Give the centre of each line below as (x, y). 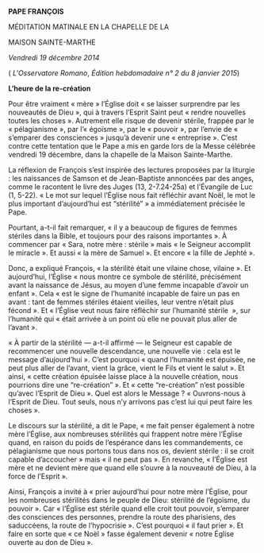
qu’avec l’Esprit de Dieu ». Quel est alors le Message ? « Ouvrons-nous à (127, 393)
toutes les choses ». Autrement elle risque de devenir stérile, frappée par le (131, 121)
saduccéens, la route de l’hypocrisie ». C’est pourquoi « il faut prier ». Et (126, 525)
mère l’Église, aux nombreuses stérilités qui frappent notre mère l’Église (125, 434)
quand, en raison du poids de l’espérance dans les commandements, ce (126, 443)
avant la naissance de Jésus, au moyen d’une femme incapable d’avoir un (128, 285)
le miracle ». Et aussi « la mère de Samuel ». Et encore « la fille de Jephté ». (132, 253)
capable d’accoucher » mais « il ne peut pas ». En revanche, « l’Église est (128, 459)
